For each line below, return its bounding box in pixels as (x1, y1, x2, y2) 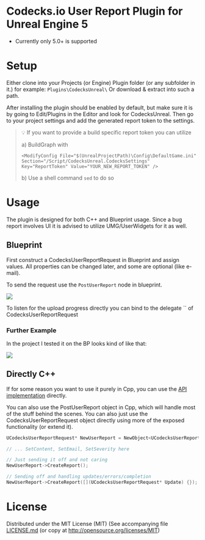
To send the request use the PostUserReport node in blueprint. (6, 281, 163, 288)
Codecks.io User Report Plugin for (6, 4, 183, 18)
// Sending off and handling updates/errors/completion (6, 473, 151, 480)
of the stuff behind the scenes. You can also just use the (6, 410, 148, 417)
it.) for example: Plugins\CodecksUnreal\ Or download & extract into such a (6, 86, 195, 93)
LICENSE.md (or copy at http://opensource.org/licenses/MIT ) (6, 527, 160, 534)
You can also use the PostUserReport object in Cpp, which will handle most (6, 403, 196, 410)
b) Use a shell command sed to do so (21, 174, 114, 181)
